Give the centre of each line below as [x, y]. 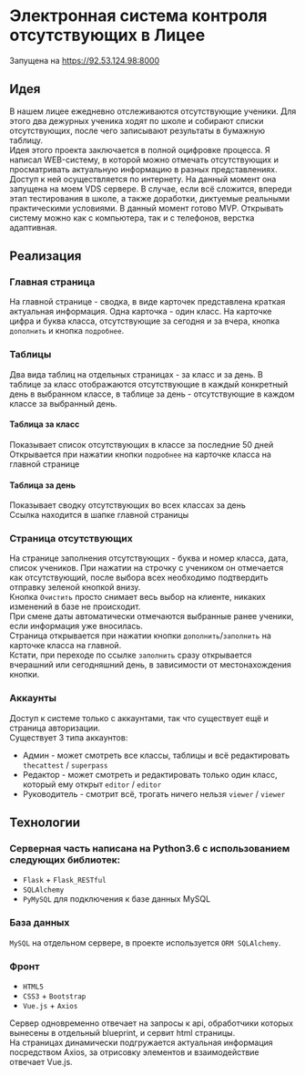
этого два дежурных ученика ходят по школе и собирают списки [137, 120]
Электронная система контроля [138, 16]
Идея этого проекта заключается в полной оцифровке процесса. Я [140, 150]
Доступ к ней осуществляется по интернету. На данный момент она [143, 179]
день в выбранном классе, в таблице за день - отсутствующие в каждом [152, 394]
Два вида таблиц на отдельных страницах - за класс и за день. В [137, 374]
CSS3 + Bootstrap [54, 996]
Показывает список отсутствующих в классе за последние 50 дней [142, 444]
